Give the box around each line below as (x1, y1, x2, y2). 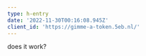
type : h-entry (7, 10, 49, 17)
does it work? (7, 43, 47, 51)
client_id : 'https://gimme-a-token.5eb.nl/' (7, 23, 140, 30)
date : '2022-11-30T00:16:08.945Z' (7, 17, 109, 24)
